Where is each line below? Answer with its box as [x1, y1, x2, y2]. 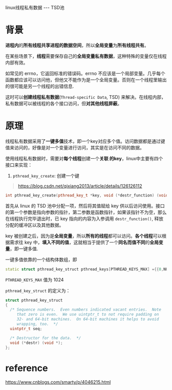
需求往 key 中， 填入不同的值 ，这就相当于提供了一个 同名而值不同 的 [9, 239, 150, 245]
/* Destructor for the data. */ [10, 335, 81, 340]
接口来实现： [5, 162, 32, 168]
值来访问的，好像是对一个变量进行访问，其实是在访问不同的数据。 [5, 144, 144, 150]
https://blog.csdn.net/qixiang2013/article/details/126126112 [17, 183, 142, 189]
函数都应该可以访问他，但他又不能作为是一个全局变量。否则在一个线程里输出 [5, 76, 167, 83]
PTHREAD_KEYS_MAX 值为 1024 [5, 276, 64, 283]
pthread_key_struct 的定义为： [5, 287, 71, 293]
